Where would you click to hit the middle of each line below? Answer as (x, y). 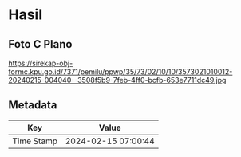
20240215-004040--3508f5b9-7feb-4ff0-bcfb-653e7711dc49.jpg (117, 80)
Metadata (33, 105)
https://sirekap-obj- (41, 63)
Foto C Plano (40, 44)
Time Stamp (35, 141)
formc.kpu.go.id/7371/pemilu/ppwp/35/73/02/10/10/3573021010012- (120, 72)
